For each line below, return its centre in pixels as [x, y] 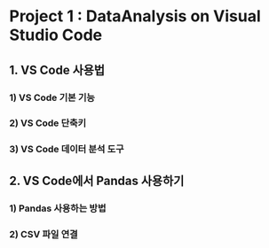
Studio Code [56, 35]
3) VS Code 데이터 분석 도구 [67, 150]
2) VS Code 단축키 [48, 123]
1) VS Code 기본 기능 [52, 97]
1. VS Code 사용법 [57, 70]
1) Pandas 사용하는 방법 [58, 208]
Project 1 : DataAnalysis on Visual [135, 16]
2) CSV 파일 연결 [44, 234]
